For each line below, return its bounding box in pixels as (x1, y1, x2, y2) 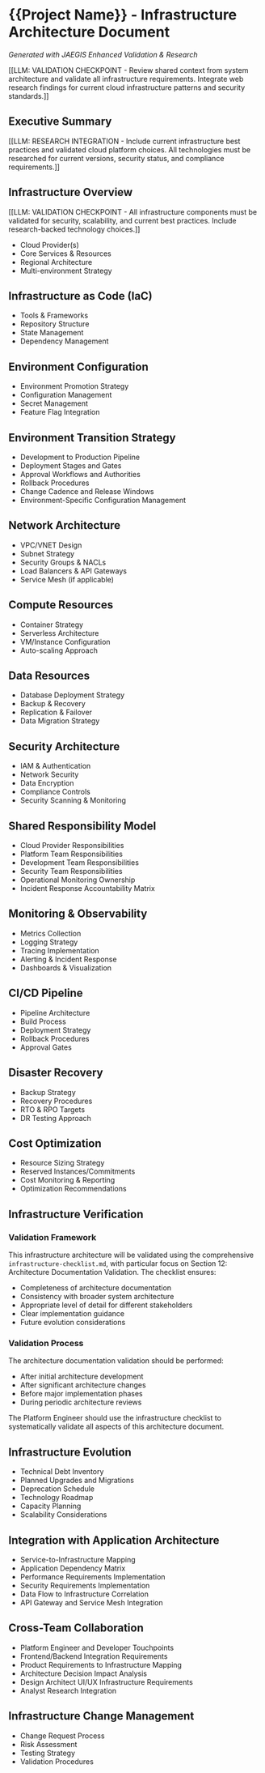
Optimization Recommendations (19, 1184, 127, 1194)
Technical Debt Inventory (19, 1467, 104, 1477)
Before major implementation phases (19, 1389, 143, 1399)
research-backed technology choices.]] (8, 224, 141, 234)
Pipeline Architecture (19, 1008, 90, 1017)
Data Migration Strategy (19, 716, 100, 726)
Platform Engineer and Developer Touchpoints (19, 1643, 175, 1652)
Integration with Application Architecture (8, 1533, 220, 1547)
